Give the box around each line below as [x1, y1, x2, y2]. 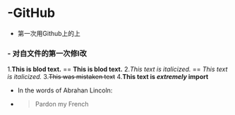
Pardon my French [35, 100, 90, 109]
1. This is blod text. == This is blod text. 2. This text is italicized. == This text [7, 65, 228, 73]
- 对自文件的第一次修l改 [7, 48, 87, 58]
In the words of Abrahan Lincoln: [17, 86, 113, 95]
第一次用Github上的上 [17, 29, 81, 37]
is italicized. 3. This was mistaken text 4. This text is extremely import [7, 73, 209, 81]
